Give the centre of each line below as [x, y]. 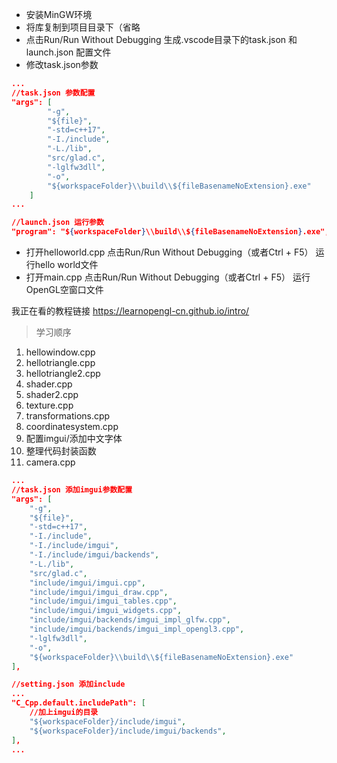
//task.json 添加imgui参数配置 [72, 489]
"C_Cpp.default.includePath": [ [78, 703]
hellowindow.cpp [60, 352]
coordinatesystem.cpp [72, 426]
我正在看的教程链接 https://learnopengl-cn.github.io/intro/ [130, 311]
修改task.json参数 [62, 64]
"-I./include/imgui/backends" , [94, 555]
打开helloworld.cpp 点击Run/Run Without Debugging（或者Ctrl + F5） [169, 252]
